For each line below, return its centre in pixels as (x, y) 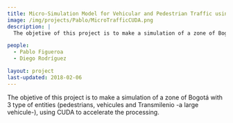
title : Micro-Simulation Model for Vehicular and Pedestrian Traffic (110, 14)
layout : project (31, 71)
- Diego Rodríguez (40, 59)
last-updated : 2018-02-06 (44, 77)
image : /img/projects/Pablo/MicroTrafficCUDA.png (80, 20)
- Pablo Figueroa (38, 52)
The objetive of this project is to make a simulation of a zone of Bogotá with (115, 97)
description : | (29, 26)
